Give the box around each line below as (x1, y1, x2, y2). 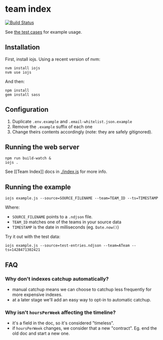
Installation (5, 43, 40, 52)
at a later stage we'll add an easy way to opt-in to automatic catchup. (12, 297, 151, 302)
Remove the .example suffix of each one (12, 124, 93, 129)
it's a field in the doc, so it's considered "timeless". (12, 320, 114, 326)
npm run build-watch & (5, 156, 51, 161)
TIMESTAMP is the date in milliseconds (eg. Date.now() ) (12, 224, 119, 230)
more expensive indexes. (12, 292, 62, 297)
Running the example (5, 183, 71, 191)
